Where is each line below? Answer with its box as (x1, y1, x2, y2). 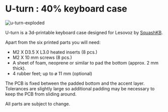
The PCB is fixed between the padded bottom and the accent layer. (5, 80, 145, 86)
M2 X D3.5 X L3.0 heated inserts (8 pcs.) (12, 49, 97, 55)
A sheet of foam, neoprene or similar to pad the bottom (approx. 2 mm (12, 60, 159, 66)
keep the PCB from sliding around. (5, 91, 77, 97)
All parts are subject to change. (5, 100, 71, 106)
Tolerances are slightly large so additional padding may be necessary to (5, 85, 155, 91)
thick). (12, 65, 26, 71)
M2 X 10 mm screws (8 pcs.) (12, 54, 72, 61)
